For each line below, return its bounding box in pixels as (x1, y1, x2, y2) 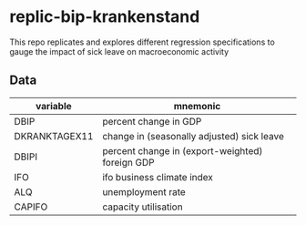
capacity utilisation (102, 200, 184, 213)
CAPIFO (14, 200, 48, 213)
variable (36, 99, 72, 112)
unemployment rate (102, 185, 187, 198)
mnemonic (173, 99, 221, 112)
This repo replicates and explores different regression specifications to (9, 36, 275, 47)
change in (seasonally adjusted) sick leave (102, 129, 284, 142)
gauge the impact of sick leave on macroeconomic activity (9, 46, 229, 56)
